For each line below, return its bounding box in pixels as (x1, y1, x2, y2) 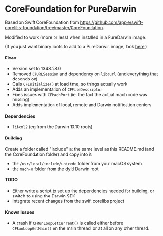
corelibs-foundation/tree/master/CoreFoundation (5, 24, 103, 30)
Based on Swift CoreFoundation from (5, 20, 79, 25)
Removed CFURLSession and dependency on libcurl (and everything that (12, 71, 158, 77)
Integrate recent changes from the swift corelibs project (12, 198, 124, 204)
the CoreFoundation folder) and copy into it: (5, 151, 93, 157)
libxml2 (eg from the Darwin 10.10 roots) (12, 124, 93, 130)
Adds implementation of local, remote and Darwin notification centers (12, 102, 152, 108)
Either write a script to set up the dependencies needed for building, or (12, 188, 155, 194)
